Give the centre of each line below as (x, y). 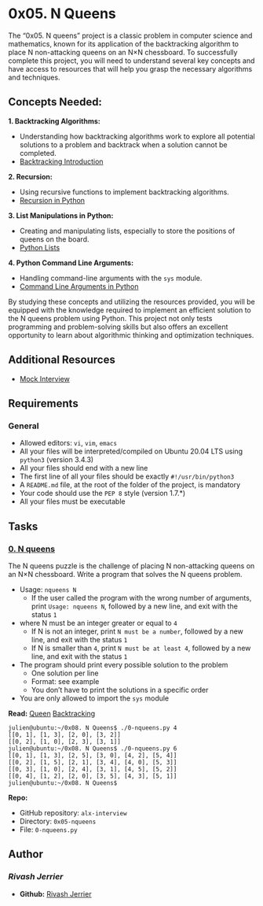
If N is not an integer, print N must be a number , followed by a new (137, 631)
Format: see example (65, 681)
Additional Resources (62, 360)
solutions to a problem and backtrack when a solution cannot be (123, 144)
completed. (38, 153)
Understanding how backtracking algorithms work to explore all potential (137, 136)
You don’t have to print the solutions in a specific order (120, 690)
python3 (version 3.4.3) (57, 460)
